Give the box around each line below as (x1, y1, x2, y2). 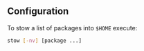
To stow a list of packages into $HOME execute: (7, 23, 138, 32)
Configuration (7, 6, 69, 17)
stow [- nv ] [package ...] (7, 37, 82, 44)
